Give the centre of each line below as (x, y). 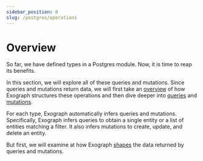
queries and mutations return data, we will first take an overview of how (96, 89)
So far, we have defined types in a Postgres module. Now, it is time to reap (99, 64)
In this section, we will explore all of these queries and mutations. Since (95, 83)
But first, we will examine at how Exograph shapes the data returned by (95, 145)
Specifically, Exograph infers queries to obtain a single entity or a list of (95, 120)
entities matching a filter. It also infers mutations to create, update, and (95, 127)
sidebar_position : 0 (32, 12)
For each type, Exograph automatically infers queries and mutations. (92, 114)
